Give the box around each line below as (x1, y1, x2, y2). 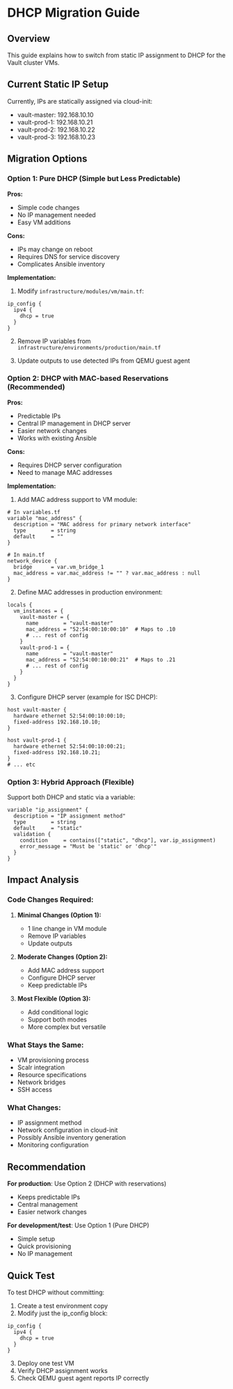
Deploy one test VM (17, 1359, 74, 1367)
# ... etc (7, 761, 36, 768)
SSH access (17, 1085, 52, 1094)
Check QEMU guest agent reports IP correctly (17, 1374, 150, 1382)
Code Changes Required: (7, 895, 94, 904)
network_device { (7, 557, 58, 565)
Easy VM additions (17, 218, 71, 226)
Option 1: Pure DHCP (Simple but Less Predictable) (7, 174, 181, 184)
